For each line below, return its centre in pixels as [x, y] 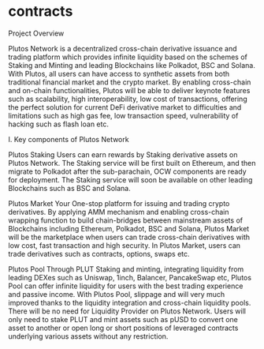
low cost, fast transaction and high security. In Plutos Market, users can [125, 245]
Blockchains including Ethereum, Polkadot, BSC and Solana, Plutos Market [129, 228]
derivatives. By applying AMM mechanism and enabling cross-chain [119, 212]
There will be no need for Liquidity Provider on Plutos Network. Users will [127, 311]
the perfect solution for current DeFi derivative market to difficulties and [125, 107]
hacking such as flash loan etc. [58, 124]
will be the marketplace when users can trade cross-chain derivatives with [129, 237]
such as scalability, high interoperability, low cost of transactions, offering [128, 99]
